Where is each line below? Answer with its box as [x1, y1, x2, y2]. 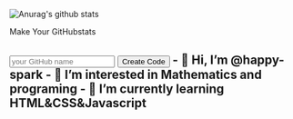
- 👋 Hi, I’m [172, 53, 228, 68]
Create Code [121, 57, 166, 67]
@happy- [230, 53, 285, 68]
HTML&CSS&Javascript [9, 95, 147, 111]
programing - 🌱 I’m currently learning [9, 82, 225, 97]
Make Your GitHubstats [9, 26, 96, 36]
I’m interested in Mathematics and [64, 67, 262, 83]
